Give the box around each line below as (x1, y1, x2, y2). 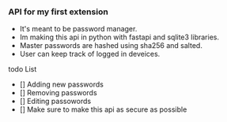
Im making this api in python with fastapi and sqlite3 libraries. (19, 32, 220, 42)
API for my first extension (8, 6, 108, 17)
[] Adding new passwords (19, 79, 104, 89)
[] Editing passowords (19, 97, 92, 106)
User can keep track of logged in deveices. (19, 50, 161, 59)
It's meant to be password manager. (19, 24, 138, 34)
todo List (8, 65, 37, 74)
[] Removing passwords (19, 88, 97, 98)
